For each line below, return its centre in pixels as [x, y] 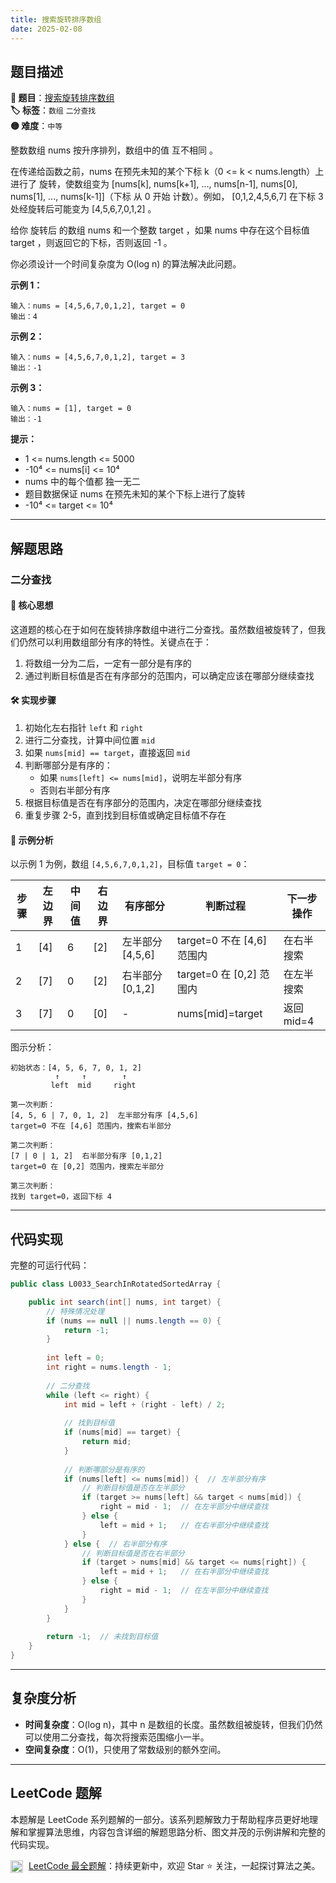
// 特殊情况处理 [75, 1311]
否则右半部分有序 [75, 790]
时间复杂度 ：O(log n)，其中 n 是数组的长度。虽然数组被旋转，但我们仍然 [173, 1724]
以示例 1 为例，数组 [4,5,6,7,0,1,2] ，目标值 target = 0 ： [130, 864]
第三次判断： [33, 1186]
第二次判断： [33, 1146]
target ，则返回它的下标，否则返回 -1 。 [91, 243]
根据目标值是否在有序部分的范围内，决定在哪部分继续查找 [143, 803]
